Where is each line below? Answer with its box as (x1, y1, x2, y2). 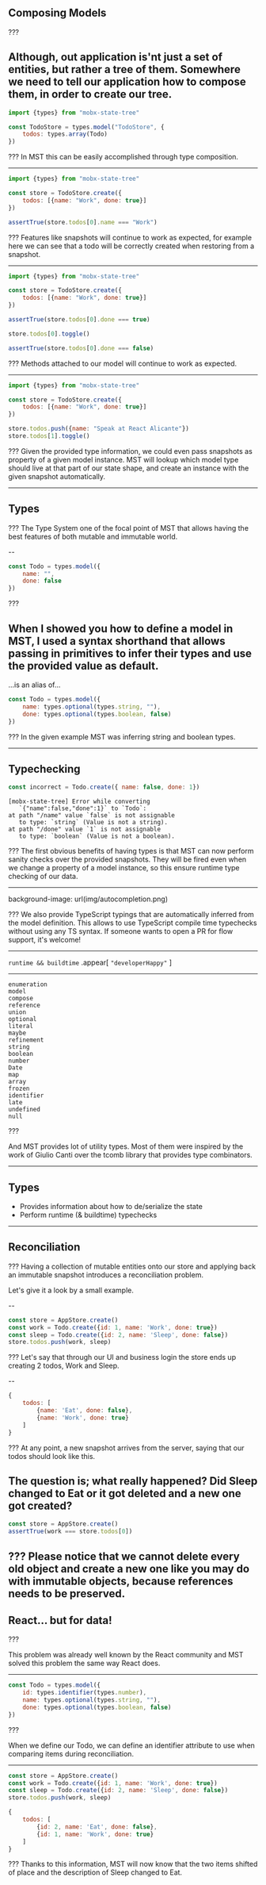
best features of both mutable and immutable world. (8, 532, 178, 541)
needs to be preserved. (8, 1587, 126, 1600)
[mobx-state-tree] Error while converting (8, 797, 150, 806)
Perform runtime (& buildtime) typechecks (19, 1210, 158, 1219)
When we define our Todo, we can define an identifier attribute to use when (8, 1741, 256, 1750)
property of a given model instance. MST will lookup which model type (8, 455, 239, 464)
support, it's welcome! (8, 935, 82, 945)
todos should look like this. (8, 1451, 96, 1461)
